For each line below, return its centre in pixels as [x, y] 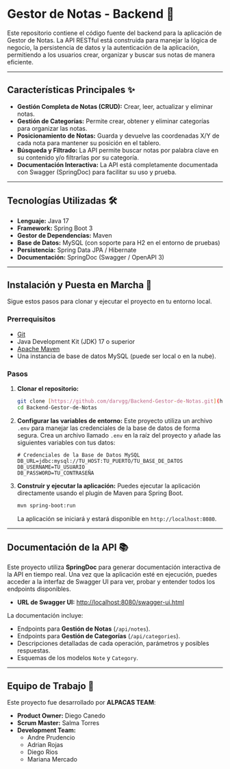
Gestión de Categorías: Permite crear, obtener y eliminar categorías [113, 121]
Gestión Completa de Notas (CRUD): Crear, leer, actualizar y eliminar [115, 106]
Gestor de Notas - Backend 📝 [91, 14]
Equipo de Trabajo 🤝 [51, 686]
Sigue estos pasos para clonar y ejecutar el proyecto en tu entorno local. [110, 301]
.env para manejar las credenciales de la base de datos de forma [108, 428]
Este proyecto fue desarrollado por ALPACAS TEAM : [81, 703]
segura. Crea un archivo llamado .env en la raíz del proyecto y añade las [119, 435]
